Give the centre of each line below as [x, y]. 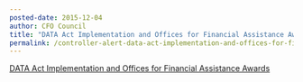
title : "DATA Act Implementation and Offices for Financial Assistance [147, 34]
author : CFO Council [48, 26]
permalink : [30, 43]
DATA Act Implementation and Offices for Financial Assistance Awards [140, 68]
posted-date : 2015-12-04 [56, 18]
